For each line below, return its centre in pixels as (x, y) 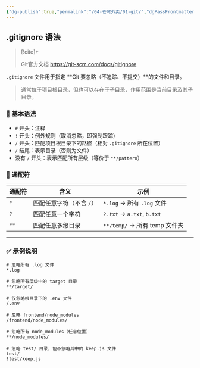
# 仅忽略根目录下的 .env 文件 (39, 298)
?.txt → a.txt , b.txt (132, 214)
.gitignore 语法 (34, 37)
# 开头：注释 (30, 128)
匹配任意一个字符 (57, 214)
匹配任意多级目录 (57, 226)
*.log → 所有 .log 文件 (135, 203)
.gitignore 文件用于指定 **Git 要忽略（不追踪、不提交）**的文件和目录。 (96, 77)
